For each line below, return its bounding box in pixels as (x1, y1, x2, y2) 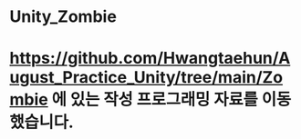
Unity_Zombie (9, 6, 117, 27)
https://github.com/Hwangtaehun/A (9, 48, 291, 69)
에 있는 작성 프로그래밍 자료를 (51, 89, 258, 110)
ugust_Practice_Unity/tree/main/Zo (9, 67, 284, 88)
